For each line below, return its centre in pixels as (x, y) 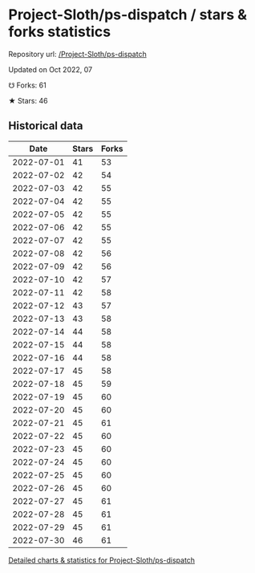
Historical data (46, 126)
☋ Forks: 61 (27, 85)
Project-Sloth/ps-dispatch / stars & (127, 15)
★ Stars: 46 (28, 100)
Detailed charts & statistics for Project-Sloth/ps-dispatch (101, 560)
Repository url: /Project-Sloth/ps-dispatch (77, 54)
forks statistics (59, 32)
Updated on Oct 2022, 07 (51, 69)
